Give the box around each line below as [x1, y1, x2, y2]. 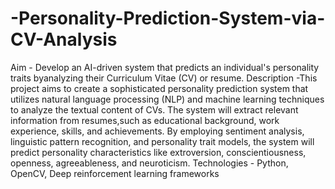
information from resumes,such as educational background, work [10, 114, 280, 126]
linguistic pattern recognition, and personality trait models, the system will [10, 135, 315, 147]
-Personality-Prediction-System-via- [10, 7, 326, 30]
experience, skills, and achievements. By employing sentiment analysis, [10, 125, 305, 137]
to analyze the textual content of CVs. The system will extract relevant [10, 103, 299, 116]
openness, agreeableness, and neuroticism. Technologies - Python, [10, 157, 289, 169]
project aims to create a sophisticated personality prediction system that [10, 82, 309, 94]
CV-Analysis [10, 28, 118, 51]
